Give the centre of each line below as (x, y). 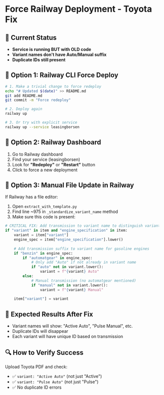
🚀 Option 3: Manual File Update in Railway (70, 185)
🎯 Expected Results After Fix (49, 314)
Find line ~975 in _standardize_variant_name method (65, 211)
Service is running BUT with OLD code (51, 49)
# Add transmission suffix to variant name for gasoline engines (82, 249)
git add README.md (24, 96)
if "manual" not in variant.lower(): (70, 285)
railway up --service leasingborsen (42, 127)
